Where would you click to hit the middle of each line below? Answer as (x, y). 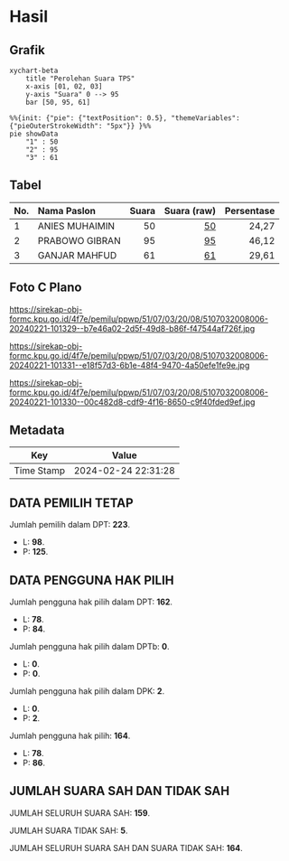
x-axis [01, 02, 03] (64, 87)
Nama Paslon (67, 211)
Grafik (27, 50)
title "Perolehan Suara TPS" (80, 79)
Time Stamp (40, 471)
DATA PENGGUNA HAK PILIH (92, 580)
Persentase (250, 211)
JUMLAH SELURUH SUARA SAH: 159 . (80, 813)
